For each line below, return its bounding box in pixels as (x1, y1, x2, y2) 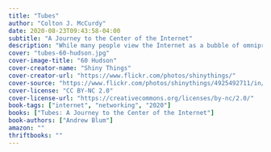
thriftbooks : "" (8, 131, 63, 139)
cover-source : (8, 79, 56, 87)
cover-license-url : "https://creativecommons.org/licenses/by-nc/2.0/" (8, 94, 254, 102)
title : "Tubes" (8, 11, 60, 20)
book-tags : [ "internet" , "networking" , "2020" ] (8, 101, 172, 109)
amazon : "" (8, 124, 45, 132)
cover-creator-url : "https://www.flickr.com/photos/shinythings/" (8, 72, 236, 80)
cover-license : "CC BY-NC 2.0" (8, 86, 114, 95)
